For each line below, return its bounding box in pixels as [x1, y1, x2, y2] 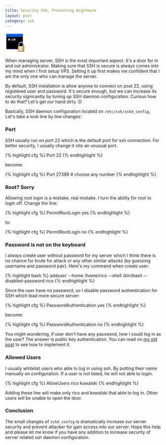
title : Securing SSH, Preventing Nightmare [5, 8, 97, 13]
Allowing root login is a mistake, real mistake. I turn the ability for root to [5, 195, 152, 200]
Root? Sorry [5, 184, 35, 191]
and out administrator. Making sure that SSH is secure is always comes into [5, 63, 159, 69]
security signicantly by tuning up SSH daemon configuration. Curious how [5, 94, 157, 99]
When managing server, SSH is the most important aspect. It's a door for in [5, 57, 159, 64]
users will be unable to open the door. [5, 395, 83, 401]
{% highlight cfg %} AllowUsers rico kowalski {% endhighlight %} [5, 380, 139, 386]
